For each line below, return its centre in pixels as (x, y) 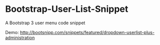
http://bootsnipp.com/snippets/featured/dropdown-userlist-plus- (87, 32)
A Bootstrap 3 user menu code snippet (45, 23)
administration (20, 38)
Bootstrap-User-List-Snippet (67, 9)
